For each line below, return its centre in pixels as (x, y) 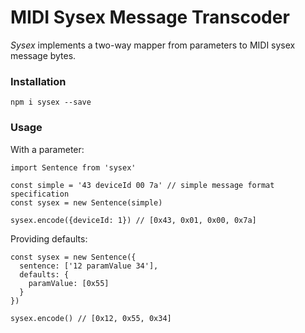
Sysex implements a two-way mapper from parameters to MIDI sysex (153, 45)
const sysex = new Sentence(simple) (86, 202)
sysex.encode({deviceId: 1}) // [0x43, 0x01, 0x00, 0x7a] (133, 220)
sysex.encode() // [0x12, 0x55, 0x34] (91, 318)
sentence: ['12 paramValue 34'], (89, 266)
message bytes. (43, 55)
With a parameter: (47, 149)
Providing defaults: (49, 238)
